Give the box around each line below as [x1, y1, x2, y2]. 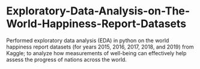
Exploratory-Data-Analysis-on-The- [6, 4, 190, 18]
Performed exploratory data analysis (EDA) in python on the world [6, 37, 169, 44]
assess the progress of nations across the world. [6, 56, 127, 63]
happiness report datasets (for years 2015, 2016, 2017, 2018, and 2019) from [6, 43, 194, 50]
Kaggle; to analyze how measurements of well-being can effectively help [6, 49, 187, 56]
